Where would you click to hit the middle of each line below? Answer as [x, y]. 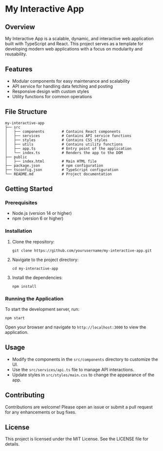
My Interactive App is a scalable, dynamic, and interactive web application [80, 38]
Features [19, 69]
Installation [19, 231]
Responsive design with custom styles [50, 91]
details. [12, 444]
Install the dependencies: [37, 278]
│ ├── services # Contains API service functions [68, 136]
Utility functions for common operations [52, 96]
